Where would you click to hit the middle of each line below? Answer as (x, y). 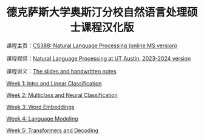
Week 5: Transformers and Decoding (53, 130)
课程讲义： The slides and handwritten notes (61, 71)
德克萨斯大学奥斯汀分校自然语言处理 (97, 12)
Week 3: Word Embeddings (40, 107)
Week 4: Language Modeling (42, 118)
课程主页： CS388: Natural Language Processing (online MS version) (92, 45)
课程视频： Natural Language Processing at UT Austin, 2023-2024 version (99, 58)
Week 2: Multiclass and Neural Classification (62, 95)
